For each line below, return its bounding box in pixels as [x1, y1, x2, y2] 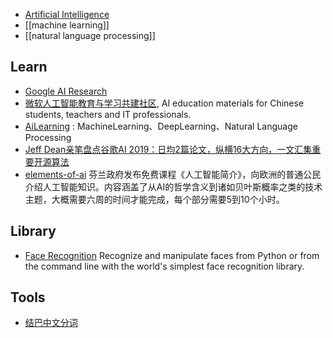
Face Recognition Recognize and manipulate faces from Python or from [24, 249, 320, 261]
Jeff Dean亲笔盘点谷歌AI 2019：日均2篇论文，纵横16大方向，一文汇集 [24, 143, 313, 155]
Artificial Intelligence [24, 9, 110, 20]
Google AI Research [24, 85, 108, 97]
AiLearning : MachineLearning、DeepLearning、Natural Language [24, 120, 298, 132]
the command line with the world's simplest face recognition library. [24, 260, 305, 272]
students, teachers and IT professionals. [24, 108, 192, 120]
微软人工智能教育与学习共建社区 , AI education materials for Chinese [24, 97, 305, 109]
